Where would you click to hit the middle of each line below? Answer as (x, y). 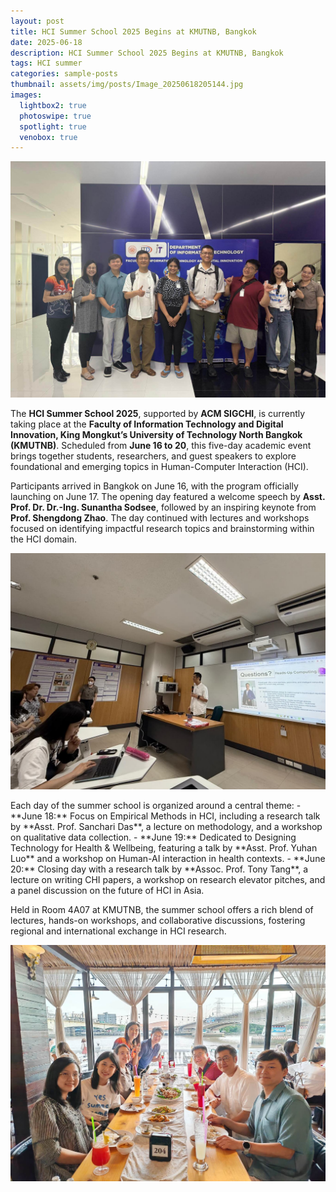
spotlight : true (53, 126)
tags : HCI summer (46, 63)
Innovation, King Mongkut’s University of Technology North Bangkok (156, 435)
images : (26, 95)
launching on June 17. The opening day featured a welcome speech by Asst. (168, 497)
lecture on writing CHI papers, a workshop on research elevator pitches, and (168, 880)
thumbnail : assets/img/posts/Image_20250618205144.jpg (127, 85)
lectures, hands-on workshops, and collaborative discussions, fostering (158, 921)
